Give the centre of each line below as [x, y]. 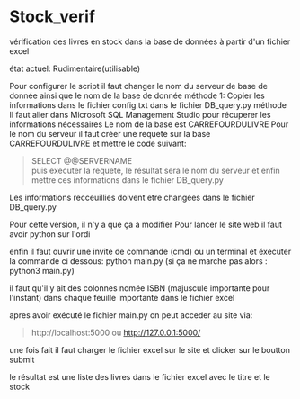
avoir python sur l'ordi [50, 234]
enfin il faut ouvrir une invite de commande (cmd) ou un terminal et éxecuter [150, 251]
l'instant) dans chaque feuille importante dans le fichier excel [122, 297]
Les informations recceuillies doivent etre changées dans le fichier [132, 197]
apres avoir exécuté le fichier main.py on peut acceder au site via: [131, 315]
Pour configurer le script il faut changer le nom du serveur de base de [138, 86]
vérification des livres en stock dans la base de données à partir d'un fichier [150, 41]
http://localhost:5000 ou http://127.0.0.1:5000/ [116, 332]
